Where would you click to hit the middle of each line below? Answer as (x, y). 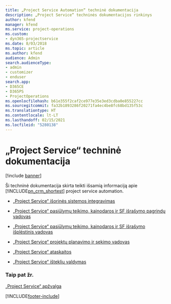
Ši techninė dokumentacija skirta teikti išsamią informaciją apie (71, 185)
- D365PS (15, 91)
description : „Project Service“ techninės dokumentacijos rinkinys (79, 15)
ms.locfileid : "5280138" (32, 125)
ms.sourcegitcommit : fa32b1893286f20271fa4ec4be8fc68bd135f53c (74, 106)
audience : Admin (23, 58)
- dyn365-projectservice (32, 39)
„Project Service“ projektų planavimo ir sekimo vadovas (71, 242)
